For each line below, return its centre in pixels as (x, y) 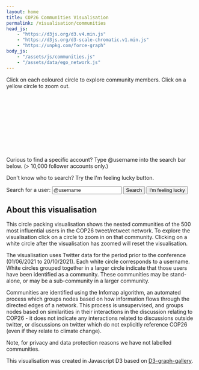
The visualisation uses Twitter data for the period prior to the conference (96, 255)
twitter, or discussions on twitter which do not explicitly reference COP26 (97, 325)
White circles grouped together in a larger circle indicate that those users (97, 268)
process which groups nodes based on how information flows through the (98, 299)
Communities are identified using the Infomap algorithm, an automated (94, 293)
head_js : (17, 29)
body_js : (17, 51)
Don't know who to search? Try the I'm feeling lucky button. (80, 177)
